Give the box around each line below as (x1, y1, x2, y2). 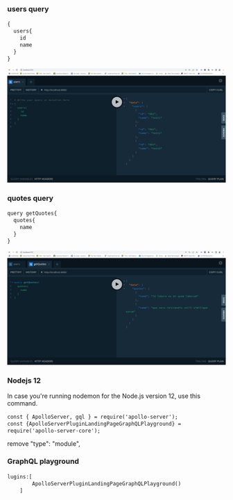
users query (7, 4, 49, 14)
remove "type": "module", (7, 439, 81, 448)
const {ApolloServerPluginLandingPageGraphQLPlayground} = (7, 420, 182, 427)
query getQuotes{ (7, 210, 58, 217)
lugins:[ (7, 473, 33, 480)
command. (7, 399, 38, 407)
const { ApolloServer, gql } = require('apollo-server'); (7, 413, 178, 420)
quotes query (7, 194, 54, 203)
